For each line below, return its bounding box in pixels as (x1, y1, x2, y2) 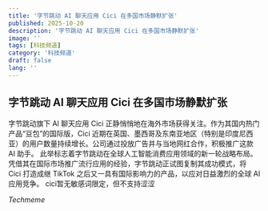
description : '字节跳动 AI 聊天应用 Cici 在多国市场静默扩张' (8, 26, 200, 34)
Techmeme (8, 194, 46, 205)
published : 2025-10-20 (8, 19, 84, 27)
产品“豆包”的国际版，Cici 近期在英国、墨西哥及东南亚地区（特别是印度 (8, 128, 240, 138)
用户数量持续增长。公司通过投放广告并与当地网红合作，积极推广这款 (29, 138, 254, 148)
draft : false (8, 57, 52, 65)
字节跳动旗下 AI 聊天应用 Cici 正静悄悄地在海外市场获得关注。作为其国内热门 (8, 118, 260, 128)
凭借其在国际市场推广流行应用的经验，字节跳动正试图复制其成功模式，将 (8, 158, 246, 168)
